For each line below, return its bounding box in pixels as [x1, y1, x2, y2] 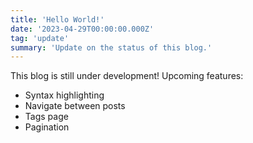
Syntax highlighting [24, 89, 105, 101]
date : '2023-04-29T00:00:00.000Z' [10, 24, 155, 34]
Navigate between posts [24, 100, 126, 112]
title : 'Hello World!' [10, 14, 105, 25]
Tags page [24, 111, 69, 123]
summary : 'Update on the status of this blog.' [10, 42, 213, 53]
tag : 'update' [10, 33, 70, 43]
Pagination [24, 121, 70, 133]
